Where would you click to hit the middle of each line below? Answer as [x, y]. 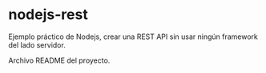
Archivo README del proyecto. [59, 60]
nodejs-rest [48, 15]
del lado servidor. [37, 44]
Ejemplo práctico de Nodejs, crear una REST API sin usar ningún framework [133, 36]
